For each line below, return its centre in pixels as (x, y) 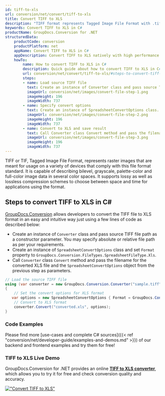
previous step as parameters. (42, 270)
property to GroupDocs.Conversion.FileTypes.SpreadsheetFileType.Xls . (84, 255)
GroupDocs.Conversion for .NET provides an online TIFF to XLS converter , (81, 368)
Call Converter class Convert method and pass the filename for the (79, 260)
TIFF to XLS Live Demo (32, 358)
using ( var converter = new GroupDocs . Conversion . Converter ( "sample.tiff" (83, 284)
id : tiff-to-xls (22, 10)
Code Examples (24, 324)
